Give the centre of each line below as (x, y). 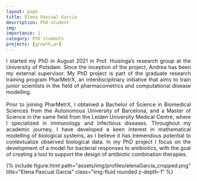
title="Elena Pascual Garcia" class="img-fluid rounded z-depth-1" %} (90, 172)
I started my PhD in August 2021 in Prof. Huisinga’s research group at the (98, 61)
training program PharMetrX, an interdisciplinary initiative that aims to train (98, 79)
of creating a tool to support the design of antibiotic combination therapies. (97, 154)
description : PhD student (38, 22)
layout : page (22, 11)
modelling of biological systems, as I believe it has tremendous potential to (98, 135)
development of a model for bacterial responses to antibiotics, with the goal (98, 148)
